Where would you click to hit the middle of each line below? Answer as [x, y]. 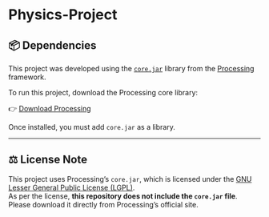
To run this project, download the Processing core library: [103, 92]
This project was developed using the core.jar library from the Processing [131, 68]
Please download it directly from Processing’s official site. [103, 204]
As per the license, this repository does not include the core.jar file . [123, 196]
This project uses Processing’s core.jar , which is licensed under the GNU [130, 179]
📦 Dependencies [52, 45]
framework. [27, 77]
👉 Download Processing [50, 108]
